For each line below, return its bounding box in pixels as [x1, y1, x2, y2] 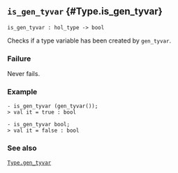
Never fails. [7, 70, 40, 78]
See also [7, 143, 37, 153]
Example [7, 87, 38, 97]
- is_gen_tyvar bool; [7, 121, 71, 128]
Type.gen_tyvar [7, 159, 52, 166]
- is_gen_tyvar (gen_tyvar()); [7, 103, 98, 110]
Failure [7, 54, 31, 63]
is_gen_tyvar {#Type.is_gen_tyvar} [7, 6, 163, 17]
